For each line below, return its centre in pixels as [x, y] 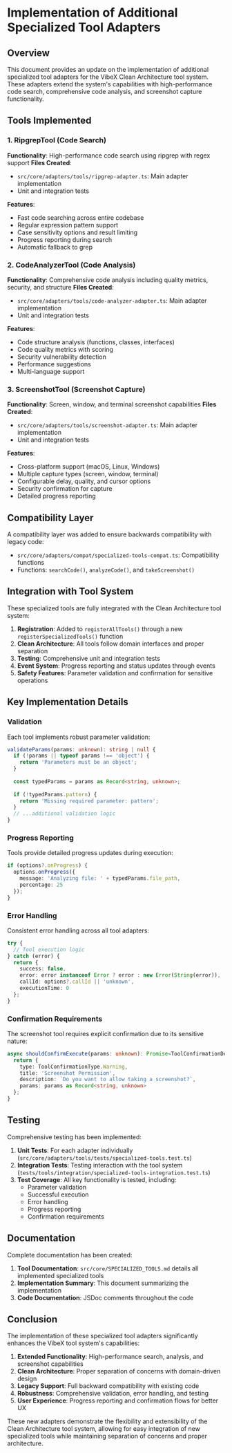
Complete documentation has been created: [70, 1255]
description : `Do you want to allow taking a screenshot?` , [108, 1080]
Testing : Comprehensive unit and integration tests [89, 658]
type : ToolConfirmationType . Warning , [74, 1067]
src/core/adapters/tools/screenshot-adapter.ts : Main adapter [107, 425]
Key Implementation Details [68, 702]
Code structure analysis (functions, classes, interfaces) [96, 342]
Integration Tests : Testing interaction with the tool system [100, 1165]
